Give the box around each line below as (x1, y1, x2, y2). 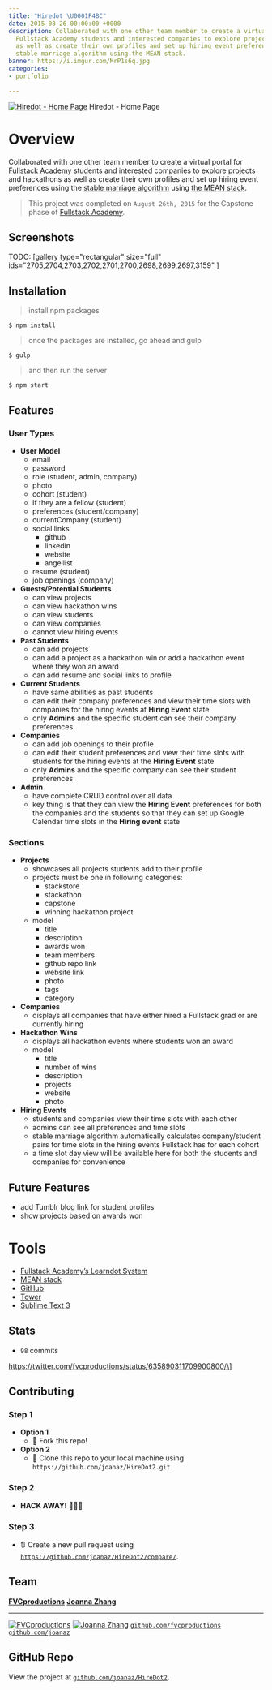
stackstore (44, 881, 80, 891)
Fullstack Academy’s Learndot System (19, 1266, 148, 1275)
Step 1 (8, 1409, 33, 1421)
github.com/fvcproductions (130, 1621, 221, 1629)
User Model (19, 445, 61, 455)
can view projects (32, 592, 91, 602)
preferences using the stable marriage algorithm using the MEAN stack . (8, 183, 248, 192)
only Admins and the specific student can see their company (32, 713, 236, 723)
